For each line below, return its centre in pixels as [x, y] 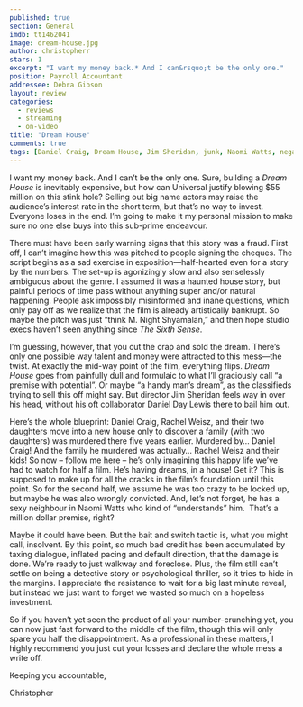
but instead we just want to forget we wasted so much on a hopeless [137, 592]
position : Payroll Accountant [66, 77]
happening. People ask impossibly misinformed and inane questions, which [149, 300]
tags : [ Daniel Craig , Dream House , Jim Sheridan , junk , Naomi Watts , [143, 151]
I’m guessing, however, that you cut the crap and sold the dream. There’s [145, 346]
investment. [31, 601]
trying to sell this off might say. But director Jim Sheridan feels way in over [147, 394]
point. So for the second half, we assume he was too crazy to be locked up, [150, 489]
